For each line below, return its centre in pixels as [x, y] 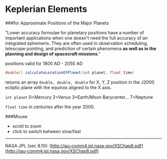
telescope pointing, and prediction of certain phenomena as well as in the [81, 48]
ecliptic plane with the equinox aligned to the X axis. [58, 87]
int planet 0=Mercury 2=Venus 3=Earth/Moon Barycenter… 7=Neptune [79, 97]
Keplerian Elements [46, 9]
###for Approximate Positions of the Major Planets [57, 23]
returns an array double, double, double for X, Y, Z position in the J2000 [80, 82]
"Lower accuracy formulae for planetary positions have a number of [75, 32]
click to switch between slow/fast [46, 131]
